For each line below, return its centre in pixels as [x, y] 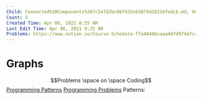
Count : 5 [17, 17]
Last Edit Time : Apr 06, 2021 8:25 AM [55, 28]
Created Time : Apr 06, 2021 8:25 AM [52, 23]
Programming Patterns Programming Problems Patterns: [76, 90]
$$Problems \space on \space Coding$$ [101, 80]
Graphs [25, 64]
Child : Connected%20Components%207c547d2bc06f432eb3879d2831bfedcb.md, [98, 12]
